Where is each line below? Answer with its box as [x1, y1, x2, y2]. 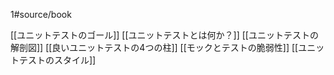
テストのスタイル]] [18, 54, 97, 66]
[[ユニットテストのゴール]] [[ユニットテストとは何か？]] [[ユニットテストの [10, 29, 319, 41]
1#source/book [10, 9, 72, 20]
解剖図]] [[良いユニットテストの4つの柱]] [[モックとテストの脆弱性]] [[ [10, 42, 299, 53]
